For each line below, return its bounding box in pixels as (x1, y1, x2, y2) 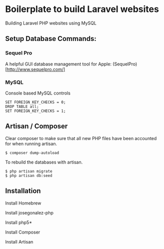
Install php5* (5, 219, 32, 225)
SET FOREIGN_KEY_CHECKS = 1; (5, 108, 66, 113)
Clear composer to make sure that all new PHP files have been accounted (5, 135, 157, 141)
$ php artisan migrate (5, 168, 52, 173)
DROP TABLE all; (5, 104, 39, 109)
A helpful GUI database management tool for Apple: (5, 61, 111, 67)
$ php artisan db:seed (5, 173, 52, 178)
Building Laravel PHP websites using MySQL (5, 20, 96, 26)
